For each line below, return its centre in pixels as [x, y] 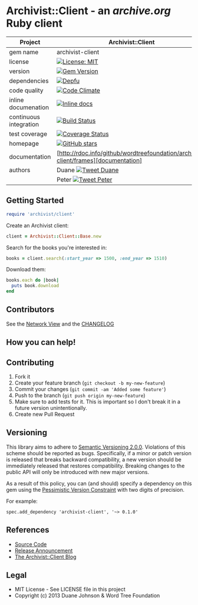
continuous [24, 117]
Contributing [30, 362]
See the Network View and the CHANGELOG [60, 324]
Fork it [22, 377]
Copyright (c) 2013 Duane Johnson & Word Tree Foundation [87, 596]
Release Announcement [44, 550]
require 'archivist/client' [41, 214]
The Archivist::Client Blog [45, 557]
